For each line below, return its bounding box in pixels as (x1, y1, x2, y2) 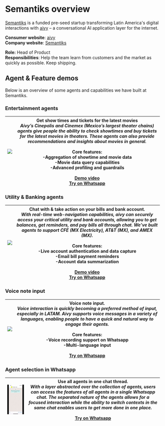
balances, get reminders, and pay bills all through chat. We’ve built (16, 222, 158, 228)
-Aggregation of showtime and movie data (42, 154, 132, 160)
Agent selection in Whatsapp (5, 366, 76, 373)
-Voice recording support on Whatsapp (46, 337, 129, 343)
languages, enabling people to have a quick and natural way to (20, 316, 154, 322)
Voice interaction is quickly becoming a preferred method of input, (17, 306, 157, 312)
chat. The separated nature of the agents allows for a (36, 394, 150, 400)
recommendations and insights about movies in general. (27, 138, 147, 144)
